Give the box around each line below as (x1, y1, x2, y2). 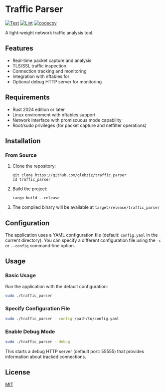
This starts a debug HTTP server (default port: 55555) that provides (5, 348, 145, 354)
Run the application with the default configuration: (5, 283, 108, 289)
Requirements (5, 93, 50, 102)
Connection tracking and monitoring (12, 68, 87, 74)
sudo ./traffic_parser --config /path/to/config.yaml (5, 316, 120, 321)
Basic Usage (5, 272, 36, 279)
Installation (5, 136, 41, 145)
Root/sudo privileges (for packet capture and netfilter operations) (12, 122, 147, 128)
